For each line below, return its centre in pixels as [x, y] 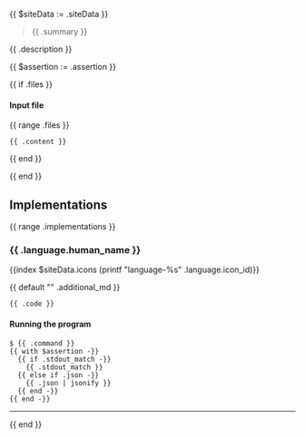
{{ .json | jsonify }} [69, 383]
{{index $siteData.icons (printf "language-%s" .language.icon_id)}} [135, 270]
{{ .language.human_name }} [75, 249]
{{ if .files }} [31, 84]
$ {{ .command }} [42, 343]
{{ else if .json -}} [59, 375]
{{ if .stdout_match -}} [64, 359]
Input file [27, 105]
